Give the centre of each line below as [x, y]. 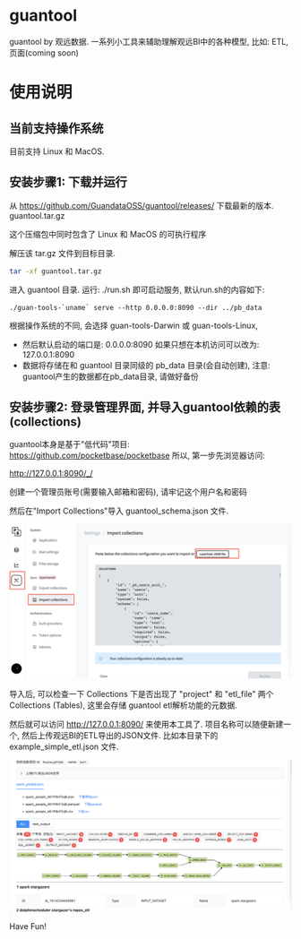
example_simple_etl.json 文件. [64, 747]
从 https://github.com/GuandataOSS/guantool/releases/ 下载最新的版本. [142, 205]
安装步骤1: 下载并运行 [69, 182]
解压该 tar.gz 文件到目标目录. [63, 253]
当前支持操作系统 [56, 128]
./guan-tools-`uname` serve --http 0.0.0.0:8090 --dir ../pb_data [136, 307]
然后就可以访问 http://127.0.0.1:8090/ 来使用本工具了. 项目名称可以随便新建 [146, 724]
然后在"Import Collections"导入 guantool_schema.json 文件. [119, 511]
